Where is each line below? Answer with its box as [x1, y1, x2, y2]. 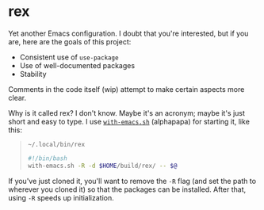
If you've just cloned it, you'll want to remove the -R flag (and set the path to [8, 176, 256, 185]
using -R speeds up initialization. [8, 193, 115, 202]
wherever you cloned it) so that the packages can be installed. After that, [8, 185, 247, 194]
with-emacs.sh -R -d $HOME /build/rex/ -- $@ [27, 162, 178, 170]
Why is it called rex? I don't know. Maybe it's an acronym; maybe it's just [8, 108, 246, 117]
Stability [19, 69, 47, 78]
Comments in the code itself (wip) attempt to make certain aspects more [8, 84, 245, 94]
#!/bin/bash [27, 154, 67, 162]
